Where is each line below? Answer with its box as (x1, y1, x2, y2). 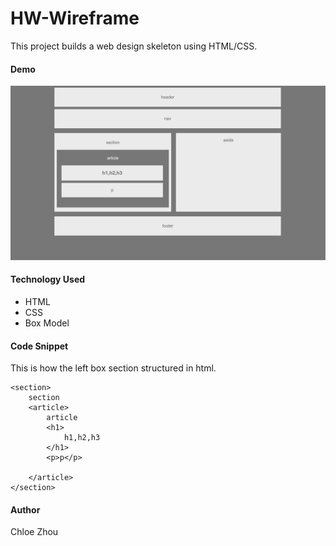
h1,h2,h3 (63, 433, 101, 443)
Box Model (24, 317, 70, 329)
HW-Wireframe (10, 7, 140, 30)
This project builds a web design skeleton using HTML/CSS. (10, 40, 258, 52)
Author (10, 503, 41, 516)
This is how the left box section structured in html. (10, 362, 217, 374)
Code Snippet (10, 340, 69, 352)
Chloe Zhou (10, 526, 59, 538)
